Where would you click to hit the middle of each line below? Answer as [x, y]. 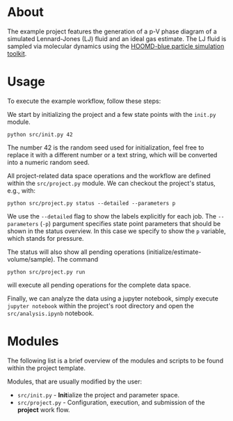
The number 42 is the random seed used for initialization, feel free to [106, 148]
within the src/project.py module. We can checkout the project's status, [111, 183]
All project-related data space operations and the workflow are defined [109, 175]
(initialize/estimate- [174, 252]
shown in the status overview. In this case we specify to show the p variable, [116, 231]
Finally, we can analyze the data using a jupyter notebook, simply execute [113, 298]
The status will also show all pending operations [76, 252]
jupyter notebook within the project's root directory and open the [101, 305]
